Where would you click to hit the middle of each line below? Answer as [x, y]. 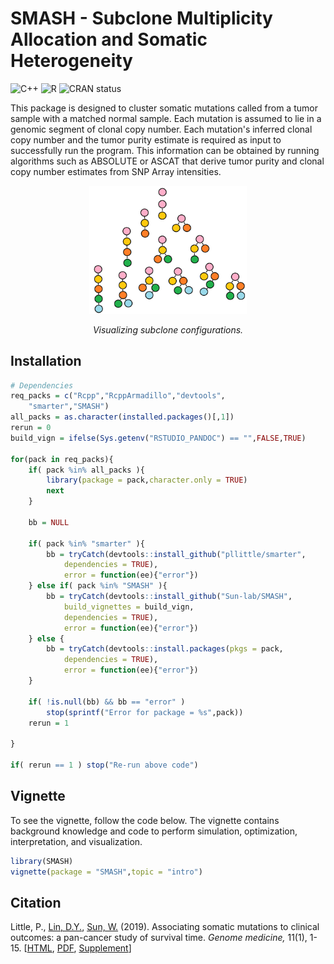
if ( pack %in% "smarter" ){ [86, 543]
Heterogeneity [71, 61]
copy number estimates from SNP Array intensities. [116, 171]
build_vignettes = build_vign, [129, 607]
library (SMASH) [42, 861]
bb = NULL [49, 522]
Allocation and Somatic [109, 39]
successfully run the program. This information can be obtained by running [165, 150]
